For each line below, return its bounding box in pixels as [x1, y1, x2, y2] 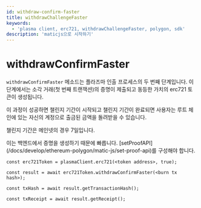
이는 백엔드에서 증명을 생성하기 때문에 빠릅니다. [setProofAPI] [6, 140, 153, 147]
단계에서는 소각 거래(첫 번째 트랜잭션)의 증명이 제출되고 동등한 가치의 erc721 [6, 86, 186, 93]
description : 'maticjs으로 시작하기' [6, 31, 94, 37]
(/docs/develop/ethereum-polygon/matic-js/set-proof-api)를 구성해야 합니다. [6, 147, 196, 154]
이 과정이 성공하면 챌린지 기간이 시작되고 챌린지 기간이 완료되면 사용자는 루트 [6, 106, 188, 114]
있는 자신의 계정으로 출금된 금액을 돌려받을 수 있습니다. [17, 114, 147, 121]
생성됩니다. [17, 93, 44, 100]
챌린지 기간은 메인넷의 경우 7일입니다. [6, 126, 95, 134]
